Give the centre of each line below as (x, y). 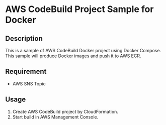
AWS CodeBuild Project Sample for (79, 9)
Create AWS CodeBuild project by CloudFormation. (65, 111)
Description (24, 38)
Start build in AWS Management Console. (55, 117)
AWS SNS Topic (29, 83)
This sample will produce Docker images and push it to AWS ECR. (73, 56)
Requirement (26, 72)
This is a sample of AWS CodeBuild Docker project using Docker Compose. (83, 50)
